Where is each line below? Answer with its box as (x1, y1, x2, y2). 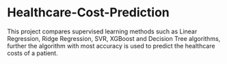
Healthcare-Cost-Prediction (7, 5, 170, 20)
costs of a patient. (7, 49, 58, 57)
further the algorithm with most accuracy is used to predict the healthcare (7, 42, 215, 50)
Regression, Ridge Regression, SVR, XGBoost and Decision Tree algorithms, (7, 34, 221, 42)
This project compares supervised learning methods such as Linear (7, 27, 198, 35)
